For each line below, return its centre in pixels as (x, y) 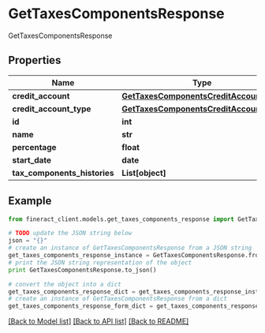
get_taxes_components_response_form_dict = (81, 306)
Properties (35, 60)
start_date (32, 160)
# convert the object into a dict (65, 284)
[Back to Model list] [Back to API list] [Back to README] (99, 321)
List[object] (144, 173)
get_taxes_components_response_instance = (79, 256)
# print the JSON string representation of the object (100, 262)
